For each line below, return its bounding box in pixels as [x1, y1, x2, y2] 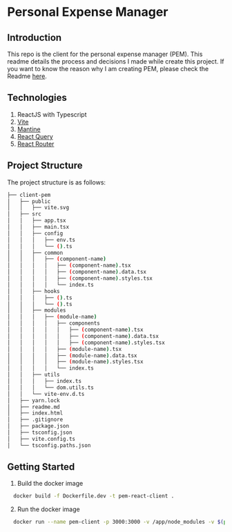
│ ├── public [7, 198, 51, 205]
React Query [17, 132, 53, 140]
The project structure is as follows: [7, 178, 106, 187]
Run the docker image [17, 505, 81, 513]
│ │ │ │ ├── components [7, 320, 100, 327]
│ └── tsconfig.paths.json [7, 441, 91, 449]
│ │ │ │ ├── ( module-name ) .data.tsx [7, 352, 137, 359]
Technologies [7, 92, 68, 104]
